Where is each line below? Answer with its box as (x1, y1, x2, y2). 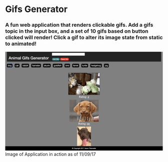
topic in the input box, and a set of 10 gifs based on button (5, 28, 148, 35)
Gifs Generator (5, 4, 68, 15)
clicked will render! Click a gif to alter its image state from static (5, 34, 163, 41)
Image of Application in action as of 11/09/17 (5, 151, 96, 157)
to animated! (5, 40, 36, 47)
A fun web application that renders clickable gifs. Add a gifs (5, 22, 153, 29)
